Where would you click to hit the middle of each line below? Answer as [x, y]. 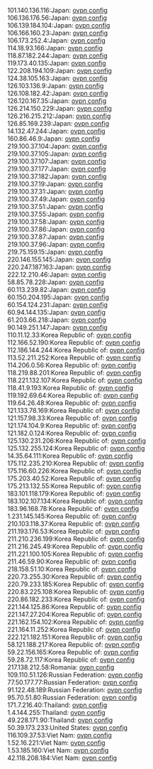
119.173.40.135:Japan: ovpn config [57, 63]
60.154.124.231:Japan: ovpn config [58, 305]
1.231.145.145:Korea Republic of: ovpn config [72, 516]
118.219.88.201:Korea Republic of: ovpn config [74, 373]
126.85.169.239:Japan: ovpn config [58, 123]
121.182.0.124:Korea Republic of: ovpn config [72, 433]
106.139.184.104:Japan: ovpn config [59, 25]
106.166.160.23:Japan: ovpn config [58, 33]
